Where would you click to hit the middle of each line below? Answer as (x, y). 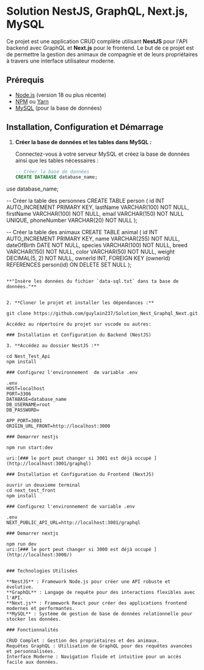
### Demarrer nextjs (33, 534)
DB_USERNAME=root (28, 405)
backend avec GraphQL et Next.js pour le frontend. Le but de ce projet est (100, 48)
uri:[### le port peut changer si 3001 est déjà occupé (79, 459)
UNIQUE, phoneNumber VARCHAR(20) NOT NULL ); (72, 220)
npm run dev (21, 544)
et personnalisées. (31, 652)
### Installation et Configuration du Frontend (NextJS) (80, 474)
